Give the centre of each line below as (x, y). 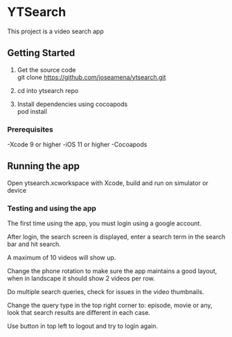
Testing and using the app (52, 208)
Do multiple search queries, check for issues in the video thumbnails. (106, 292)
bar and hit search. (34, 244)
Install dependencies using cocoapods (72, 104)
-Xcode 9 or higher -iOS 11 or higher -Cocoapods (77, 145)
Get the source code (46, 69)
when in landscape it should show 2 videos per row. (81, 279)
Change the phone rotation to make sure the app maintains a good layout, (112, 271)
